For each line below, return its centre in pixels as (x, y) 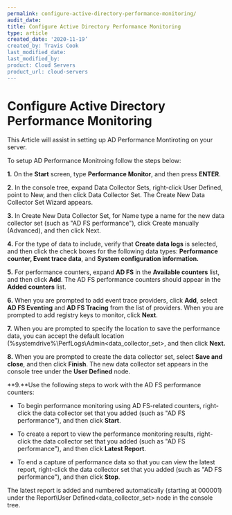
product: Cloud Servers (42, 65)
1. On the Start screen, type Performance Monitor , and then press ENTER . (114, 174)
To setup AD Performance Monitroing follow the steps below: (94, 161)
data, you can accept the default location (66, 336)
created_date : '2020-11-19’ (48, 40)
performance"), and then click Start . (69, 421)
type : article (28, 33)
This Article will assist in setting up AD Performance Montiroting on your (110, 140)
